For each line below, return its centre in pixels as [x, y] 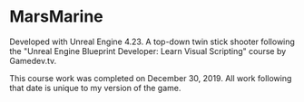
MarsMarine [56, 17]
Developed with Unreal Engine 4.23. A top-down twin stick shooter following [152, 42]
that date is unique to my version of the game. [95, 88]
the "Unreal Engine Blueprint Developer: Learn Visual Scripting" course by [148, 51]
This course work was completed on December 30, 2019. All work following [151, 78]
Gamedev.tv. [33, 60]
